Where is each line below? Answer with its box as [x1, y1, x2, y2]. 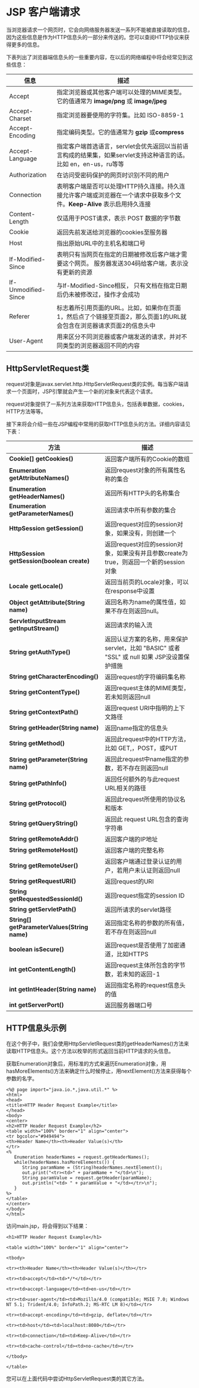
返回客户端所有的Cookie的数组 [104, 455, 190, 463]
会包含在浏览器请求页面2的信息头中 [56, 321, 156, 330]
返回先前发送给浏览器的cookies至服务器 [56, 228, 168, 236]
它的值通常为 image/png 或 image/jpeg [56, 97, 167, 105]
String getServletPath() [9, 905, 77, 913]
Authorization [9, 170, 47, 178]
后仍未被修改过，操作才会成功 [56, 290, 140, 298]
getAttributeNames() [9, 474, 69, 482]
